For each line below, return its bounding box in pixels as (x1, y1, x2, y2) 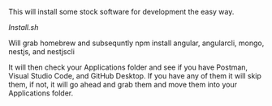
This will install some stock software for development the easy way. (8, 7, 235, 16)
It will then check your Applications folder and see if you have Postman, (8, 62, 248, 72)
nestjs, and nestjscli (8, 47, 76, 56)
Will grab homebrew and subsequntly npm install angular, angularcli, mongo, (8, 38, 265, 48)
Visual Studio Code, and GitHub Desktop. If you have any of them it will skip (8, 71, 262, 80)
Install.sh (8, 23, 39, 32)
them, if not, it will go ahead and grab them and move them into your (8, 80, 238, 89)
